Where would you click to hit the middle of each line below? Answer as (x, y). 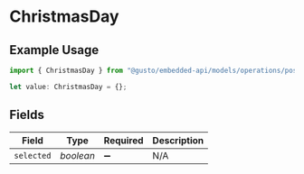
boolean (77, 155)
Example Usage (54, 50)
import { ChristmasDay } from (66, 70)
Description (178, 140)
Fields (27, 115)
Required (123, 140)
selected (33, 156)
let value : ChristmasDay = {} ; (68, 87)
